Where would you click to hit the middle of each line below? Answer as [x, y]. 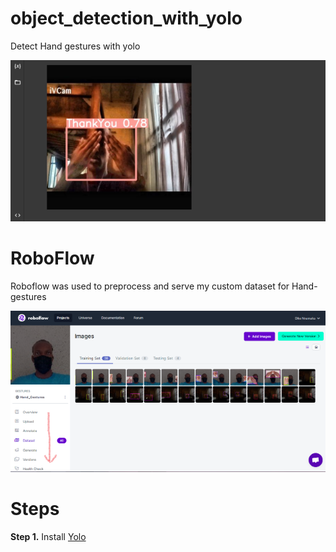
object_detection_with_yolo [126, 18]
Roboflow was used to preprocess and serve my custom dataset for [150, 286]
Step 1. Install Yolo [48, 536]
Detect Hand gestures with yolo [75, 46]
